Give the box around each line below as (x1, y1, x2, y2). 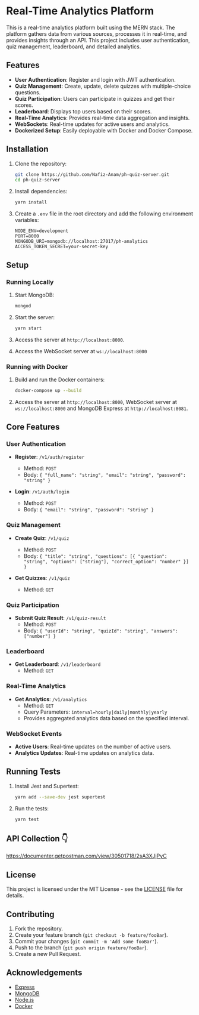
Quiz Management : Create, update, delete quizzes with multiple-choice (14, 82, 191, 90)
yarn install (14, 199, 48, 205)
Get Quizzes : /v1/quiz (14, 574, 70, 581)
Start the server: (14, 313, 55, 320)
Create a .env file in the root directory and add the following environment (14, 210, 194, 217)
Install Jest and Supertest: (14, 782, 79, 789)
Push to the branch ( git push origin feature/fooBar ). (14, 944, 149, 951)
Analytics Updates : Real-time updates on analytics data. (14, 749, 154, 756)
